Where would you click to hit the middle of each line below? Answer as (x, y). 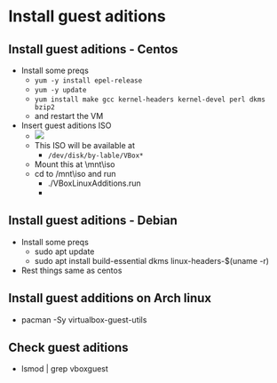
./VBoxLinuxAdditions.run (94, 183)
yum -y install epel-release (88, 81)
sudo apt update (64, 251)
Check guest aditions (69, 348)
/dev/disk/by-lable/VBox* (95, 156)
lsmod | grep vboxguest (64, 369)
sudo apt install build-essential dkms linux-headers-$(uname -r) (152, 260)
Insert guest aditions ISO (66, 125)
